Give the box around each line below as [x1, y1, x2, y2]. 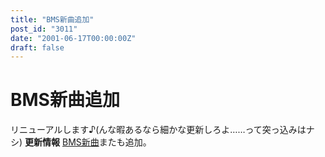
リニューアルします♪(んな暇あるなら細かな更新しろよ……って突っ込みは [10, 124, 307, 136]
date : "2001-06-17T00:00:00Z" [10, 33, 137, 43]
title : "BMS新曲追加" [10, 14, 95, 25]
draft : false [10, 42, 65, 53]
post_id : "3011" [10, 24, 78, 34]
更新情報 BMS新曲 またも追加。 [24, 136, 152, 148]
